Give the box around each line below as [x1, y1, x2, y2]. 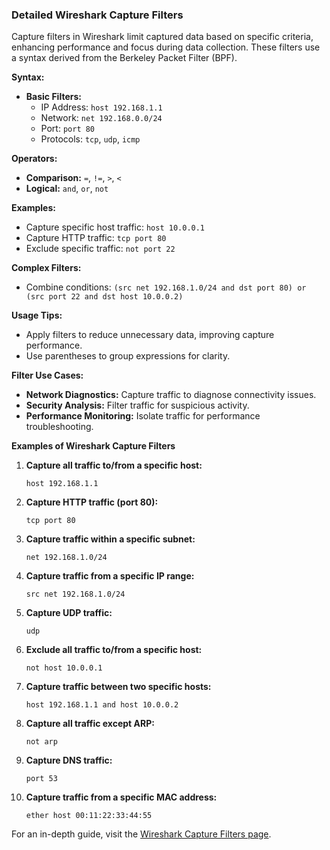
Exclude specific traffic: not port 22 [25, 243, 176, 255]
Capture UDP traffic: [25, 607, 113, 619]
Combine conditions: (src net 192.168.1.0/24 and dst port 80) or [25, 281, 307, 293]
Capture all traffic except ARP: [25, 718, 155, 730]
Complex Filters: [11, 262, 82, 274]
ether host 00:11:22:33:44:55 [25, 811, 153, 821]
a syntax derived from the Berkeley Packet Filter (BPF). [11, 52, 238, 64]
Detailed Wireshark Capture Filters [11, 8, 184, 22]
